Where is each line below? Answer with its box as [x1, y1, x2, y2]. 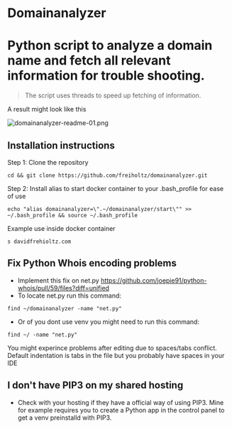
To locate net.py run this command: [17, 291, 122, 300]
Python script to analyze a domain [7, 38, 213, 54]
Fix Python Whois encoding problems [7, 257, 177, 269]
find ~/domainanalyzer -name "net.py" [7, 305, 122, 312]
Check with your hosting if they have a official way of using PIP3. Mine [17, 398, 224, 406]
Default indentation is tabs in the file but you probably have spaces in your [7, 351, 225, 359]
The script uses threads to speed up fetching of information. [24, 91, 201, 100]
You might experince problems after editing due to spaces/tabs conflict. [7, 343, 218, 352]
